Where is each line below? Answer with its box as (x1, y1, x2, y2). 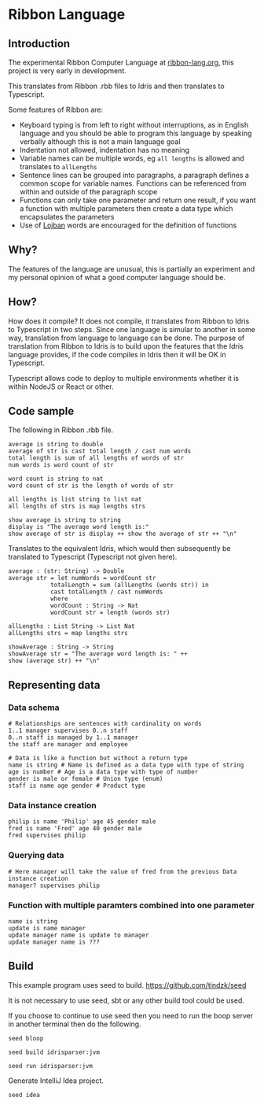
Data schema (8, 702, 60, 713)
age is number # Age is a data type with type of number (8, 768, 199, 776)
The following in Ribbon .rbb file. (8, 425, 114, 434)
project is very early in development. (8, 66, 127, 76)
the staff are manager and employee (8, 741, 128, 748)
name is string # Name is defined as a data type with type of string (8, 761, 244, 769)
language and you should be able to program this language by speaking (19, 128, 252, 138)
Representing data (8, 678, 101, 692)
